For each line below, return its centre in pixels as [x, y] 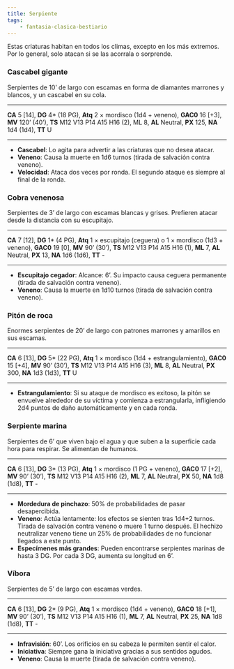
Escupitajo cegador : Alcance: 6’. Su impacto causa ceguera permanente [122, 275]
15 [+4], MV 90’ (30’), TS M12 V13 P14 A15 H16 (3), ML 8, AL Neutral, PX [111, 366]
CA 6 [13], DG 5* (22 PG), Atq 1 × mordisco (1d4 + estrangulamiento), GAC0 [117, 358]
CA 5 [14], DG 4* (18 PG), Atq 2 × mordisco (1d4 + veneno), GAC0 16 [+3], [115, 115]
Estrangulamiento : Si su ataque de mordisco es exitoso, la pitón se [114, 393]
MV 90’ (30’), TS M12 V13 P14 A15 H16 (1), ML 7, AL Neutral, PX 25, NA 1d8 [115, 616]
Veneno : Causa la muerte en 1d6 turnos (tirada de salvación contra [114, 157]
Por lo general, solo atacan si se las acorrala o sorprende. [90, 54]
